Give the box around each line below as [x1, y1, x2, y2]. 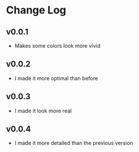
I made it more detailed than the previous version [14, 140, 133, 147]
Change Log [6, 4, 66, 17]
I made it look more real [14, 107, 72, 114]
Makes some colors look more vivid [14, 42, 101, 49]
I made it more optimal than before [14, 74, 99, 82]
